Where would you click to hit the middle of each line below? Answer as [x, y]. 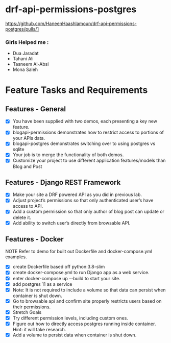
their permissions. [32, 307]
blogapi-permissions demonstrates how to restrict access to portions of [88, 132]
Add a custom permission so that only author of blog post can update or [89, 212]
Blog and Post [27, 166]
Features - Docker [34, 239]
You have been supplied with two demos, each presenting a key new [85, 121]
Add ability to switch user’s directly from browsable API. [71, 223]
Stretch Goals [27, 312]
